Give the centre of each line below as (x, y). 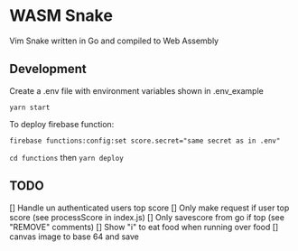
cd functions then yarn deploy (66, 157)
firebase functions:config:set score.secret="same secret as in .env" (145, 141)
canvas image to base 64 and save (74, 237)
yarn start (30, 107)
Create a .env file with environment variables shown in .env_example (136, 90)
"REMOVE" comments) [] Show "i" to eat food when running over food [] (144, 227)
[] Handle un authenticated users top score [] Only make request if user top (149, 208)
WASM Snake (61, 16)
